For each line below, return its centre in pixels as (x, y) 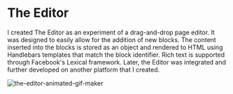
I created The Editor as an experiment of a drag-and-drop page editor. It (111, 32)
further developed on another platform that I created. (84, 69)
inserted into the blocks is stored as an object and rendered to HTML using (115, 47)
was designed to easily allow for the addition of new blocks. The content (112, 39)
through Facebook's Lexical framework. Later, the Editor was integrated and (116, 62)
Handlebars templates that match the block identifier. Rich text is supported (116, 55)
